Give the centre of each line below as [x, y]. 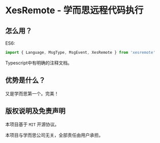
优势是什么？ [25, 80]
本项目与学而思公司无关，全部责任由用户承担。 [54, 135]
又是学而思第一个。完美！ [32, 93]
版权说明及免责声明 [35, 111]
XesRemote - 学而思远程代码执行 [74, 10]
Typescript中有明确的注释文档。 [39, 63]
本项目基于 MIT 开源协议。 [32, 124]
